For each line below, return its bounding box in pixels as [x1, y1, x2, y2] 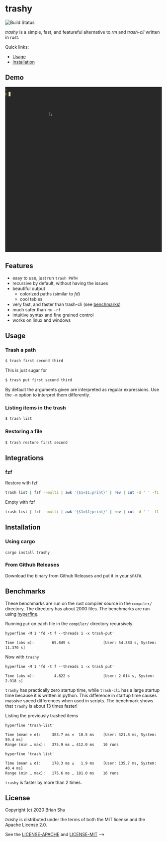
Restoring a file [5, 428, 43, 435]
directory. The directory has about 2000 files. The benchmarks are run [5, 605, 150, 612]
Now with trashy [5, 654, 39, 659]
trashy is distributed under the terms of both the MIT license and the [5, 817, 146, 823]
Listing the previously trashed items [5, 712, 79, 719]
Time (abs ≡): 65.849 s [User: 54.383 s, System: [5, 640, 157, 645]
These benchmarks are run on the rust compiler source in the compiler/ [5, 600, 153, 606]
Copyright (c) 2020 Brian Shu [5, 807, 66, 813]
